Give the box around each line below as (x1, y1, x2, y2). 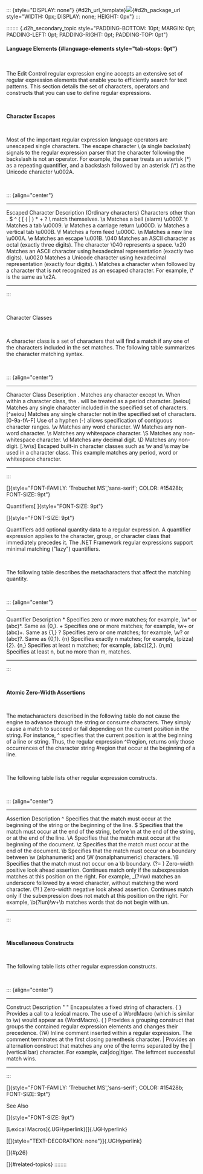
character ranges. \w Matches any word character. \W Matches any (6, 423, 174, 430)
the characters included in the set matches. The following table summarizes (6, 344, 195, 351)
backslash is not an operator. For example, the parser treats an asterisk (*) (6, 155, 192, 163)
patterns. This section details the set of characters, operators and (6, 83, 170, 90)
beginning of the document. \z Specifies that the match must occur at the (6, 841, 189, 848)
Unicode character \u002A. (6, 168, 74, 175)
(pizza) (176, 635, 194, 643)
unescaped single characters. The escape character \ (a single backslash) (6, 143, 192, 150)
